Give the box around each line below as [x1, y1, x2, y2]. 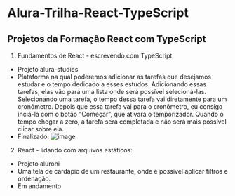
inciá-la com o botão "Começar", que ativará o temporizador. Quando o [17, 110, 224, 118]
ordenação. [17, 174, 51, 183]
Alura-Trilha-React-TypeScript [7, 5, 189, 21]
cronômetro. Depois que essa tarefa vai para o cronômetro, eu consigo [17, 103, 223, 110]
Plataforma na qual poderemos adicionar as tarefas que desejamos [17, 72, 212, 81]
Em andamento [17, 182, 62, 190]
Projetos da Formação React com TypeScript [7, 33, 206, 45]
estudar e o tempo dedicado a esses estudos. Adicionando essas [17, 80, 207, 89]
